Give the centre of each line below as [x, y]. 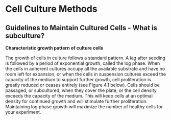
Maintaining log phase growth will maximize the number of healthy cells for [84, 107]
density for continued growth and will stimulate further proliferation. [77, 101]
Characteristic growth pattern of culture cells [54, 48]
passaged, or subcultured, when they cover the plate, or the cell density [81, 90]
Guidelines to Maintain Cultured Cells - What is [81, 28]
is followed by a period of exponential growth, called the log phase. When [83, 63]
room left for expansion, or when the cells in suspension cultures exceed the [86, 74]
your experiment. [23, 112]
